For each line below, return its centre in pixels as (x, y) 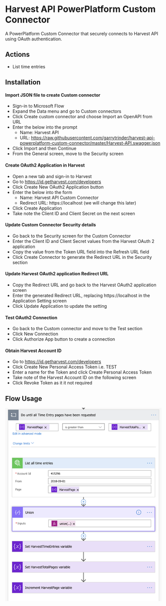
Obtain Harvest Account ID (34, 351)
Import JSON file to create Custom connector (53, 95)
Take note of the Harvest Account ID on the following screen (74, 378)
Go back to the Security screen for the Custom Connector (72, 236)
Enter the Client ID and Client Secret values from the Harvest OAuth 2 (83, 241)
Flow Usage (24, 398)
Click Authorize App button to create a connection (64, 339)
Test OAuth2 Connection (31, 317)
